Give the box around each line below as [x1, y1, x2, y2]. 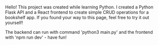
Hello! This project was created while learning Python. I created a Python [5, 4, 154, 10]
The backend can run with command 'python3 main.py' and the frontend [5, 29, 153, 35]
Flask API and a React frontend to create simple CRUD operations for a [5, 9, 149, 15]
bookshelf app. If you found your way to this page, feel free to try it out [5, 15, 150, 20]
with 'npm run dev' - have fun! [5, 34, 67, 40]
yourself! [5, 20, 23, 25]
